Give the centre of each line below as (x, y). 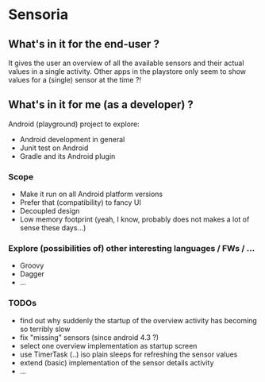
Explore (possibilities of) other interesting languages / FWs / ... (132, 249)
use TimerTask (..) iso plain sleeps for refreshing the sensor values (129, 354)
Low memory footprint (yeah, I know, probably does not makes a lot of (134, 219)
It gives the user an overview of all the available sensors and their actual (126, 63)
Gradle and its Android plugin (67, 156)
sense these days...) (53, 228)
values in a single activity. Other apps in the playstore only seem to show (127, 71)
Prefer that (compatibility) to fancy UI (80, 203)
